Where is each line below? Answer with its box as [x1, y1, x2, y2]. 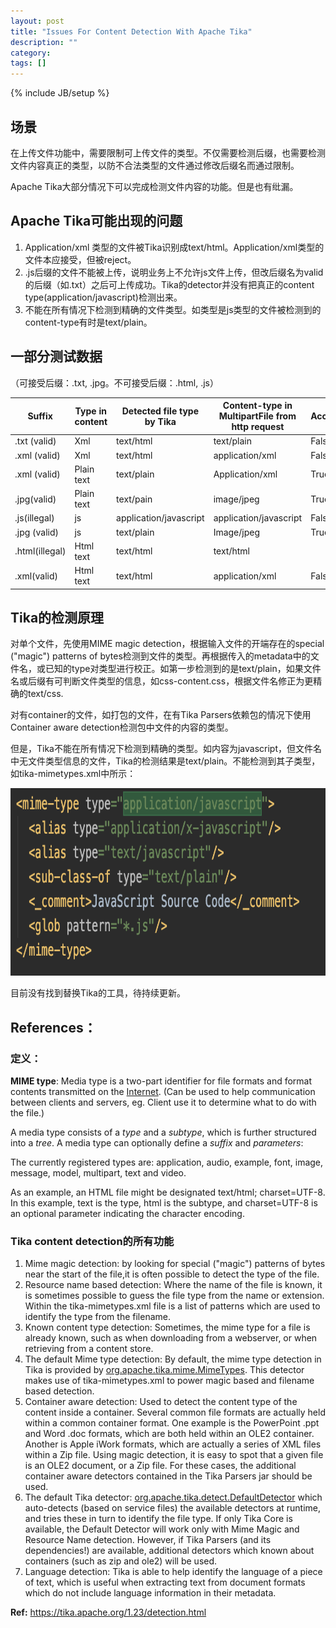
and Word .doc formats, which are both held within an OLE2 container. [24, 1428, 315, 1440]
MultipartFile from [218, 410, 297, 422]
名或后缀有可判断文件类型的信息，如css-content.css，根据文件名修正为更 [10, 675, 314, 687]
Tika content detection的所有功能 [10, 1234, 175, 1248]
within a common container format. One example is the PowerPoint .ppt [24, 1417, 320, 1429]
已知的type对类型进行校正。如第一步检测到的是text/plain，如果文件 [44, 663, 322, 675]
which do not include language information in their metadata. [24, 1587, 277, 1599]
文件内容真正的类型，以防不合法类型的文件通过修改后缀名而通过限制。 [10, 159, 300, 171]
